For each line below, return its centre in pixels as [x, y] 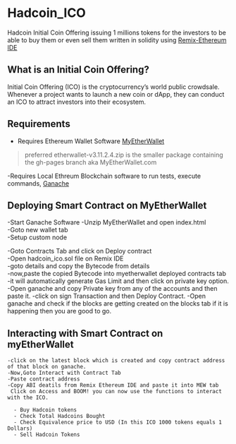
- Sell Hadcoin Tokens [47, 435]
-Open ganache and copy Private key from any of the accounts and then [112, 289]
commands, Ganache [38, 183]
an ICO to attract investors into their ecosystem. [77, 102]
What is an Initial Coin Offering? [78, 70]
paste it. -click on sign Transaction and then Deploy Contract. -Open [107, 296]
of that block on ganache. [47, 367]
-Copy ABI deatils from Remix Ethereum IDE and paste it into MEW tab [113, 385]
